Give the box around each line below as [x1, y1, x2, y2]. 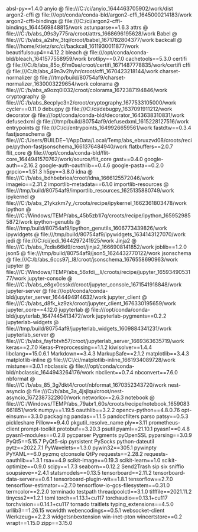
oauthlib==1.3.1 [6, 457, 43, 464]
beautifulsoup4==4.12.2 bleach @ [6, 49, 89, 56]
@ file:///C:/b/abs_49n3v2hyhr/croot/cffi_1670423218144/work [6, 68, 158, 74]
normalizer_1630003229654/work [6, 80, 89, 87]
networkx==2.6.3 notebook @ [82, 394, 155, 401]
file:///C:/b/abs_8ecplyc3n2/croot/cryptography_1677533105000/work [6, 99, 177, 106]
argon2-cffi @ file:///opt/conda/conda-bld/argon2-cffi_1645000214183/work [6, 11, 192, 18]
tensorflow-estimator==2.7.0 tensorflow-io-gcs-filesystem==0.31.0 [6, 482, 170, 489]
